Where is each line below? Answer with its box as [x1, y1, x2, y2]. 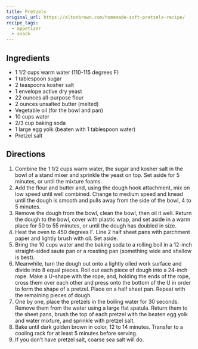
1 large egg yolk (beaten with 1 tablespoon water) [14, 126, 136, 133]
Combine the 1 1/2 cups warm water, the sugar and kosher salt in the [14, 165, 184, 172]
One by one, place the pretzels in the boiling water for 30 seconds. [14, 298, 180, 305]
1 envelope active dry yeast [14, 88, 82, 95]
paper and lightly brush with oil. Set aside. [14, 235, 119, 242]
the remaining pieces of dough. [14, 291, 92, 298]
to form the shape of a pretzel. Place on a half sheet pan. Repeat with [14, 285, 185, 292]
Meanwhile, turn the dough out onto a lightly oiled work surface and [14, 260, 182, 267]
